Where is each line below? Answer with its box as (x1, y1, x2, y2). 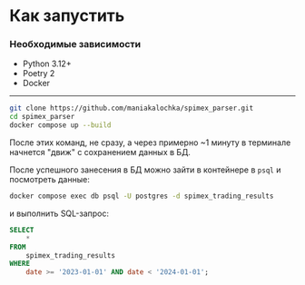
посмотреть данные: (9, 174, 91, 185)
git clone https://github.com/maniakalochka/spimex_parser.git (9, 103, 254, 113)
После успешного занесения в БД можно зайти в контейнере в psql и (9, 164, 281, 175)
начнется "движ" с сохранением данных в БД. (9, 147, 191, 158)
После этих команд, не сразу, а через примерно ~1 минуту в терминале (9, 137, 291, 148)
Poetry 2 (22, 68, 55, 79)
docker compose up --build (9, 121, 112, 130)
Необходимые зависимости (9, 38, 142, 51)
